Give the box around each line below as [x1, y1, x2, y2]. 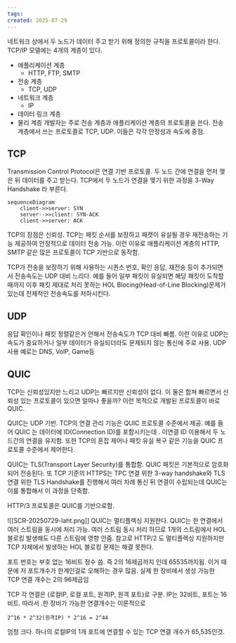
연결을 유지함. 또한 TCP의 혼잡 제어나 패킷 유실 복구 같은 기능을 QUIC [25, 436, 216, 445]
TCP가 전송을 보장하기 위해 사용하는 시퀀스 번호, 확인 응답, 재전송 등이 [7, 263, 199, 271]
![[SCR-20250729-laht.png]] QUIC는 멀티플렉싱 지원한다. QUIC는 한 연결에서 [7, 516, 223, 524]
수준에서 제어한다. [25, 445, 75, 453]
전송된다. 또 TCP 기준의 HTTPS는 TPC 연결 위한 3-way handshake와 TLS [20, 469, 225, 477]
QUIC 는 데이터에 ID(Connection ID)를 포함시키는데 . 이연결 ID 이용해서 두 [14, 427, 219, 436]
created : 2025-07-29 [7, 17, 68, 24]
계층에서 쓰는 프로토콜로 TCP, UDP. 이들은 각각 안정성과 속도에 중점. [17, 127, 205, 136]
